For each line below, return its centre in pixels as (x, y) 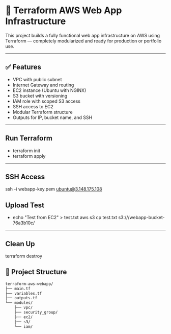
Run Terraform (29, 138)
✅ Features (23, 67)
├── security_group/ (36, 313)
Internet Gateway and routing (43, 85)
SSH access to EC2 (33, 106)
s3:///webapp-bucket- (141, 218)
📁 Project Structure (36, 272)
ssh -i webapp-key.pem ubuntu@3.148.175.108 (54, 189)
